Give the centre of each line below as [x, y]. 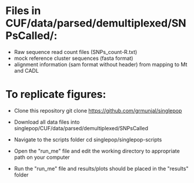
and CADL [26, 70]
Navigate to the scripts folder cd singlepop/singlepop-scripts [88, 140]
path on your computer [42, 157]
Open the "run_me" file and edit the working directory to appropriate [97, 151]
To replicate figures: [56, 94]
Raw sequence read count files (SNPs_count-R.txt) [76, 52]
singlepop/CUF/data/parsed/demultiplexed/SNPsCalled [81, 128]
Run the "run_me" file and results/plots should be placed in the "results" [101, 168]
